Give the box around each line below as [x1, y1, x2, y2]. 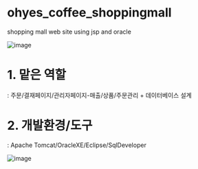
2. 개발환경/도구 [7, 118, 93, 133]
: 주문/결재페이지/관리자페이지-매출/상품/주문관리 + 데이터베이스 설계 [7, 91, 192, 99]
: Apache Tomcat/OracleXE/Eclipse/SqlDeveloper [7, 141, 146, 149]
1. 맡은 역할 [7, 67, 67, 83]
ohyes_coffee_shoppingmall [7, 5, 172, 21]
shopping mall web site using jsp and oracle [7, 27, 132, 36]
